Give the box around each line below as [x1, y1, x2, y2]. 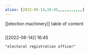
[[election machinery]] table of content [5, 21, 84, 27]
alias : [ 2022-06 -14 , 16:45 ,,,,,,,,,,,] [5, 7, 85, 12]
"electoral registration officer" [5, 44, 76, 49]
